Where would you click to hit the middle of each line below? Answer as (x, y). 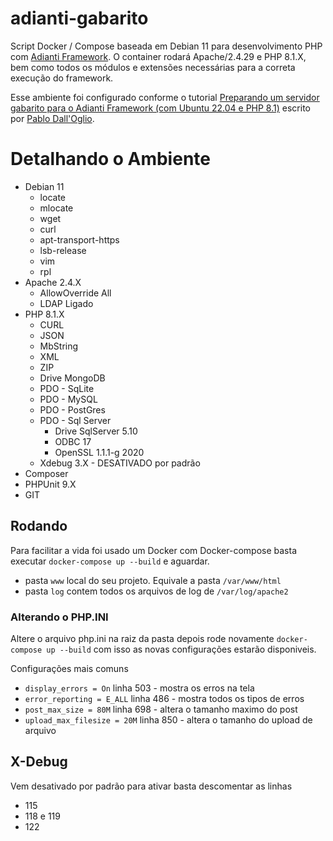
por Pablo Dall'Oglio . (52, 118)
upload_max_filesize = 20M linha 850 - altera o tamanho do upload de (168, 719)
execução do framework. (62, 78)
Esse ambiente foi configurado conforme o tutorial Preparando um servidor (165, 97)
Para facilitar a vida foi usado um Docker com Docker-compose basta (154, 550)
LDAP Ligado (66, 303)
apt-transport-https (79, 239)
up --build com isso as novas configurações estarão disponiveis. (181, 649)
